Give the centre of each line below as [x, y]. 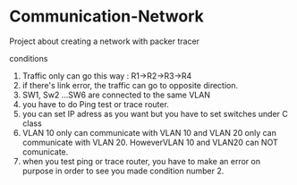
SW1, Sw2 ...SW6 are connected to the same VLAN [116, 95]
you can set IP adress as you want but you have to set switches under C [155, 114]
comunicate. [45, 151]
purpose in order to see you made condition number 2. [123, 171]
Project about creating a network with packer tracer [104, 41]
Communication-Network [106, 17]
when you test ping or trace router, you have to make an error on [141, 161]
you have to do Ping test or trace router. [96, 104]
